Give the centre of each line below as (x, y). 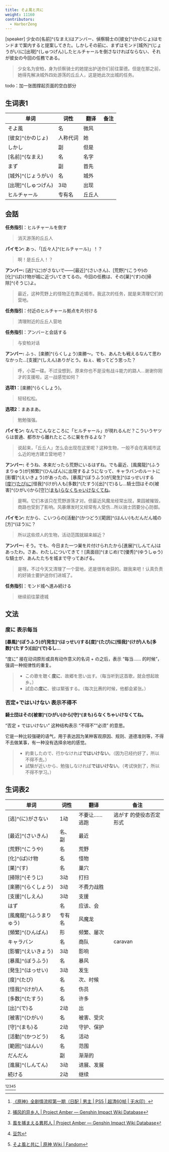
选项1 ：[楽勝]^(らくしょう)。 (35, 387)
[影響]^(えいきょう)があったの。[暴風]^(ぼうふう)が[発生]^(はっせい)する (80, 477)
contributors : (20, 19)
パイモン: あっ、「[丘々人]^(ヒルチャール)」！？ (54, 248)
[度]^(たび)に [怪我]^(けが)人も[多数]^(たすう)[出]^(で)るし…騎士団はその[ (80, 483)
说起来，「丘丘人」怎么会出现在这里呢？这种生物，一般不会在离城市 (87, 447)
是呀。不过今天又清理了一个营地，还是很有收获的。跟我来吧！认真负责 (90, 569)
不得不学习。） (39, 772)
